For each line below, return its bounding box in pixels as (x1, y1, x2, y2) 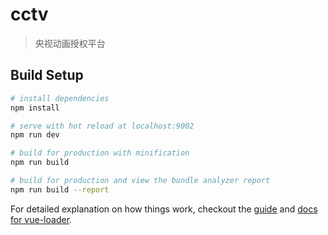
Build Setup (10, 67, 84, 84)
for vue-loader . (10, 213, 73, 225)
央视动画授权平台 (34, 37, 106, 49)
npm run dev (10, 130, 60, 140)
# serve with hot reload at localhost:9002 (10, 121, 195, 131)
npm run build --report (10, 184, 110, 195)
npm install (10, 103, 60, 113)
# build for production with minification (10, 148, 190, 158)
